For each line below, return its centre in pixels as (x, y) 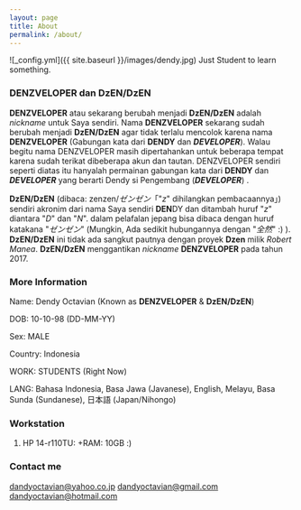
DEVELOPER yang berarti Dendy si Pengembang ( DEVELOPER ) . (129, 180)
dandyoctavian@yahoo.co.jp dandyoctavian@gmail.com (114, 486)
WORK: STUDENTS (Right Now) (68, 371)
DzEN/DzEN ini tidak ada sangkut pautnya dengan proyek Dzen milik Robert (150, 239)
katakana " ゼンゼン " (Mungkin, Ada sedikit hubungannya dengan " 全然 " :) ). (150, 229)
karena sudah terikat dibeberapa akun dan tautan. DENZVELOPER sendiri (145, 161)
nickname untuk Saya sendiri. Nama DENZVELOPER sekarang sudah (137, 122)
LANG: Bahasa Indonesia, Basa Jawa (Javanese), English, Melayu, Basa (142, 388)
